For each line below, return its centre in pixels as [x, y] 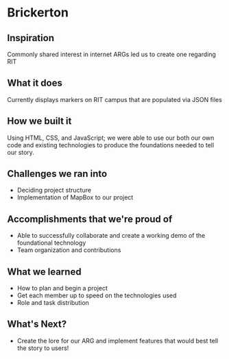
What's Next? [37, 324]
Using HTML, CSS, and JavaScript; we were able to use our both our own [111, 138]
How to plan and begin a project [62, 288]
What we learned [44, 272]
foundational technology [51, 243]
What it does [35, 83]
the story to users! [43, 348]
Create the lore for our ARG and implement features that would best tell [117, 341]
